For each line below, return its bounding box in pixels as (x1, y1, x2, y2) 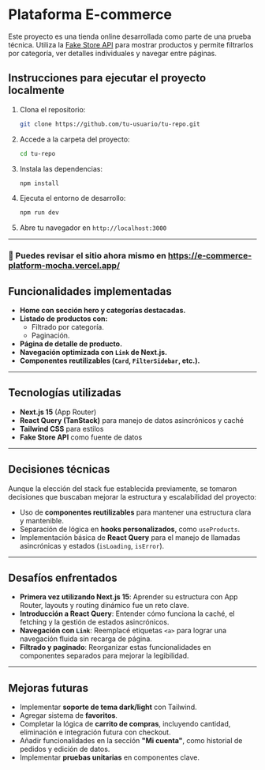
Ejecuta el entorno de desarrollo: (19, 194, 126, 203)
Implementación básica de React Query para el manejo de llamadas (19, 532, 241, 542)
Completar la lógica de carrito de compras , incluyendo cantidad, (19, 719, 231, 729)
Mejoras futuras (8, 681, 89, 695)
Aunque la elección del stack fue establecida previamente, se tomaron (8, 484, 237, 493)
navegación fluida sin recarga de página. (19, 634, 152, 644)
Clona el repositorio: (19, 104, 86, 114)
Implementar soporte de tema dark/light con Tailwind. (19, 702, 197, 712)
